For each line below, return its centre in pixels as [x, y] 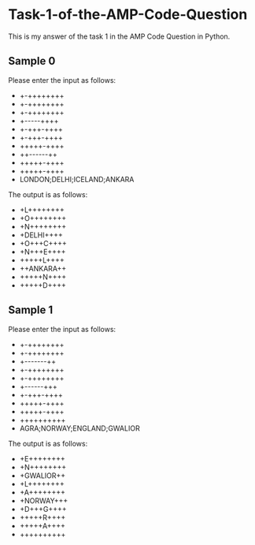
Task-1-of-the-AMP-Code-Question [128, 15]
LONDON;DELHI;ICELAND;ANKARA [77, 179]
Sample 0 [32, 61]
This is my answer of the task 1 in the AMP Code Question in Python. [119, 36]
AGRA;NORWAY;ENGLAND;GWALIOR [79, 428]
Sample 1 [31, 310]
